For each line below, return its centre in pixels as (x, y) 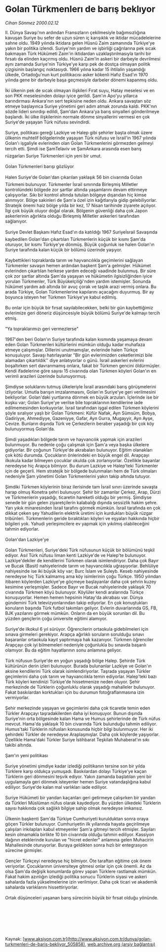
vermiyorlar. (17, 697)
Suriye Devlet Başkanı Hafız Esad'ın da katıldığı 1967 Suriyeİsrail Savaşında (81, 232)
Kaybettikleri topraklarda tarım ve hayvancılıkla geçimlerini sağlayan (74, 260)
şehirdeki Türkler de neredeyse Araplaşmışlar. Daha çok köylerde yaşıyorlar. (82, 734)
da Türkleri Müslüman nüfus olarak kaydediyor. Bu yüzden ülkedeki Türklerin (83, 803)
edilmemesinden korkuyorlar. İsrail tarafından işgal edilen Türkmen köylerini (82, 408)
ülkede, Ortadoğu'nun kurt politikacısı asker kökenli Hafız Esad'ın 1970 (77, 74)
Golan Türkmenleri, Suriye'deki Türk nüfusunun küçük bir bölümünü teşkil (80, 550)
